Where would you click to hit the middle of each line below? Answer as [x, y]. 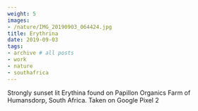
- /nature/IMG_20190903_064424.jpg [60, 27]
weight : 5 [22, 14]
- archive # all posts [41, 53]
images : [19, 20]
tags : [15, 46]
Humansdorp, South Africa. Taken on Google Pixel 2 [83, 100]
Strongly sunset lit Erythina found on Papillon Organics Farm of [99, 93]
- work [17, 60]
